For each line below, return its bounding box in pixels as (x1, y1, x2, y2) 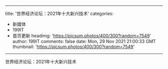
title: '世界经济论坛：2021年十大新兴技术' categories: (5, 10, 113, 16)
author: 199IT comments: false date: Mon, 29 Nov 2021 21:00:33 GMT (12, 38, 156, 44)
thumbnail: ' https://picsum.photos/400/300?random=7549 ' (12, 43, 135, 49)
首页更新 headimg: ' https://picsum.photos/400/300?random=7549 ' (12, 33, 151, 38)
